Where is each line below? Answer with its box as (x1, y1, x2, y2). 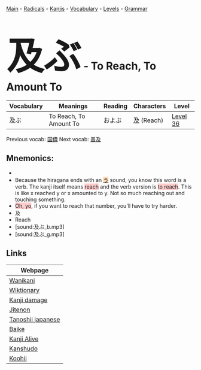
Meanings (59, 102, 88, 110)
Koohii (9, 354, 27, 362)
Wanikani (9, 276, 35, 284)
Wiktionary (9, 286, 40, 294)
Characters (133, 102, 166, 110)
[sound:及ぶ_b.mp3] (14, 223, 65, 230)
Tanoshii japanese (9, 315, 60, 323)
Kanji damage (9, 296, 48, 304)
